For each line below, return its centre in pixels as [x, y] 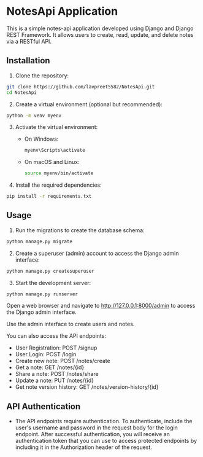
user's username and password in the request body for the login [96, 428]
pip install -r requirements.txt [49, 197]
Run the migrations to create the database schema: [80, 230]
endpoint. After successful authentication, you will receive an [92, 434]
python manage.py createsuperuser [51, 271]
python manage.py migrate [39, 241]
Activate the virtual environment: [56, 127]
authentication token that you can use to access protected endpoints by [106, 441]
